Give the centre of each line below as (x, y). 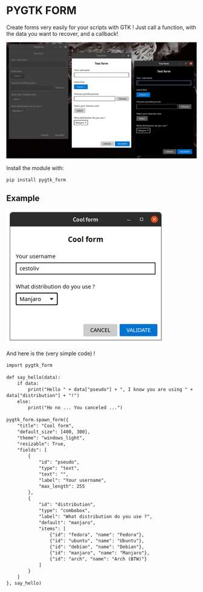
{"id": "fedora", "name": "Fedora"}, (97, 535)
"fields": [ (32, 450)
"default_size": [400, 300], (54, 432)
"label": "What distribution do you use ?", (95, 517)
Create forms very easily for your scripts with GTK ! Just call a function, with (101, 27)
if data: (28, 384)
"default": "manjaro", (67, 523)
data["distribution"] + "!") (43, 396)
